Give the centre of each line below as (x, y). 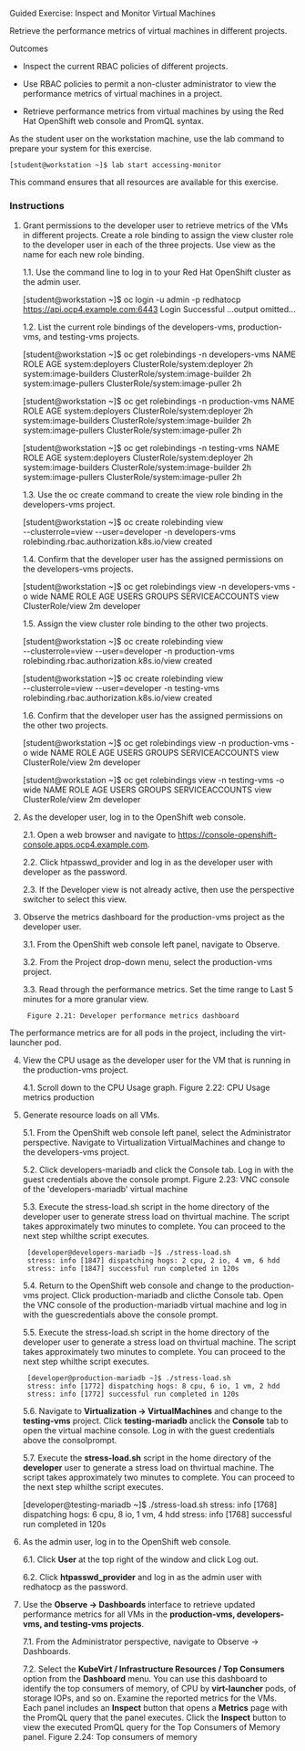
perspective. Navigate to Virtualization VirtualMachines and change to (154, 1143)
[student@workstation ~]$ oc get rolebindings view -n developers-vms (156, 587)
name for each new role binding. (83, 255)
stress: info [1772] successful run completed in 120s (133, 1395)
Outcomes (29, 48)
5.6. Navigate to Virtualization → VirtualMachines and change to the (152, 1411)
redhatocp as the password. (75, 1587)
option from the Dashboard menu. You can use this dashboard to (145, 1679)
